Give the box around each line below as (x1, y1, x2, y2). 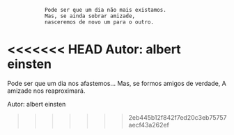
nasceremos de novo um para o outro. (44, 19, 155, 26)
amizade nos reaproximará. (7, 87, 86, 95)
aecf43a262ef (128, 120, 169, 129)
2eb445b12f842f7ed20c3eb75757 (128, 113, 227, 121)
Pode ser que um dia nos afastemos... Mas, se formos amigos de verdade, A (7, 79, 226, 87)
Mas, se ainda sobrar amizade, (44, 12, 136, 19)
